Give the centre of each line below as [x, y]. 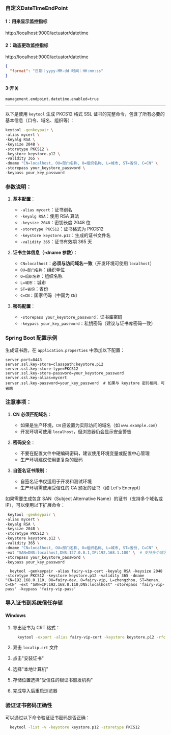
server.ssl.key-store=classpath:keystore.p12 [54, 364]
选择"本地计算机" [30, 669]
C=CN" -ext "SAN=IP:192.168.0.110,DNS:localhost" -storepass [72, 585]
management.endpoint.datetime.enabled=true [52, 99]
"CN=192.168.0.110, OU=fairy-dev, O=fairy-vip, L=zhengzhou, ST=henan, [83, 580]
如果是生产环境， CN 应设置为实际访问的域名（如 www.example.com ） [90, 425]
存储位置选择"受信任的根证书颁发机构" [53, 680]
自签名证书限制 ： [31, 470]
